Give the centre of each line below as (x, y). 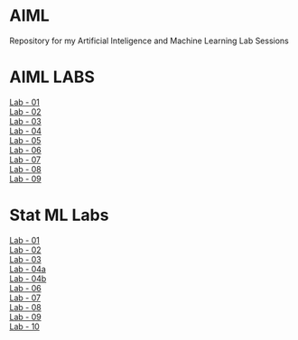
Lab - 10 (25, 326)
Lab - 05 (25, 140)
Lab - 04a (28, 269)
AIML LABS (52, 77)
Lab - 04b (28, 278)
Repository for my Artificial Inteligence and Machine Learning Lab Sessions (149, 41)
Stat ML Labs (59, 215)
